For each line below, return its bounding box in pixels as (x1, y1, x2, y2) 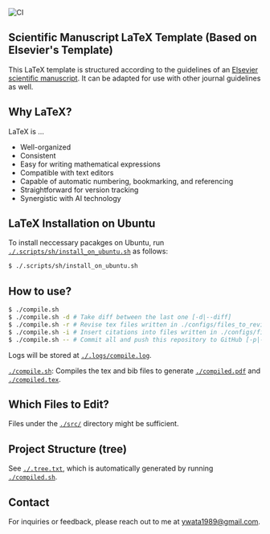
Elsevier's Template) (8, 43, 114, 57)
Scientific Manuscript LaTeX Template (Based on (8, 31, 257, 44)
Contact (8, 495, 50, 509)
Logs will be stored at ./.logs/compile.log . (8, 350, 152, 359)
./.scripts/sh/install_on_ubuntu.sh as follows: (8, 246, 169, 257)
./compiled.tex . (8, 374, 62, 384)
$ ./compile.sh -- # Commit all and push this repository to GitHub (8, 335, 243, 343)
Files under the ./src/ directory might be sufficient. (8, 419, 179, 429)
